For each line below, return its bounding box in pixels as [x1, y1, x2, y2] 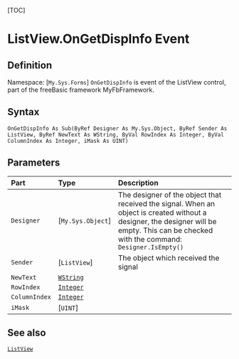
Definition [7, 59, 52, 71]
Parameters [7, 156, 60, 169]
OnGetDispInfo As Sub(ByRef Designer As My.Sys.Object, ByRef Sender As [7, 124, 228, 132]
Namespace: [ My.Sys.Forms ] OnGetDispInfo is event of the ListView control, [7, 78, 226, 86]
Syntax [7, 106, 40, 118]
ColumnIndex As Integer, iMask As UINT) [7, 137, 129, 144]
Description [117, 178, 159, 188]
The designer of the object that [117, 190, 222, 200]
